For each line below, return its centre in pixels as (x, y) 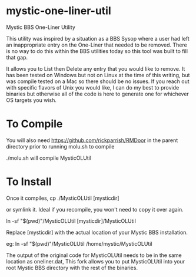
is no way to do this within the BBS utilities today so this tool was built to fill (97, 51)
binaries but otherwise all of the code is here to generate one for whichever (98, 94)
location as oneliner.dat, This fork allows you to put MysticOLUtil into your (96, 261)
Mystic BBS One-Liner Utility (41, 27)
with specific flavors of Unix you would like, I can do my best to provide (93, 87)
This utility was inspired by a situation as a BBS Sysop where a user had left (98, 38)
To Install (29, 182)
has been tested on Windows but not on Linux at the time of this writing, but (98, 75)
